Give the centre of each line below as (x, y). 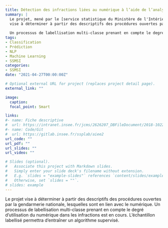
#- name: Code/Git (24, 130)
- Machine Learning (25, 56)
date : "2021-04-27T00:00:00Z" (37, 75)
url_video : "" (20, 153)
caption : (19, 102)
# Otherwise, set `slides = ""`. (42, 180)
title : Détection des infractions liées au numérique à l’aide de (76, 10)
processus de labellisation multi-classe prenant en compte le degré (74, 210)
